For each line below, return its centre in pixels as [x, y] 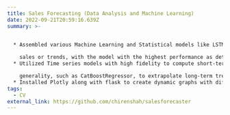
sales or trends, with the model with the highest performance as [116, 57]
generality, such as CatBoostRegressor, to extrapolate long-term [116, 76]
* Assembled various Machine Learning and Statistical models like [112, 45]
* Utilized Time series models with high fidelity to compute [104, 64]
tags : [15, 89]
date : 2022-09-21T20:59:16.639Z [53, 20]
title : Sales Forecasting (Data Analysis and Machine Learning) [101, 13]
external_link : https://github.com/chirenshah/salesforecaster [99, 101]
